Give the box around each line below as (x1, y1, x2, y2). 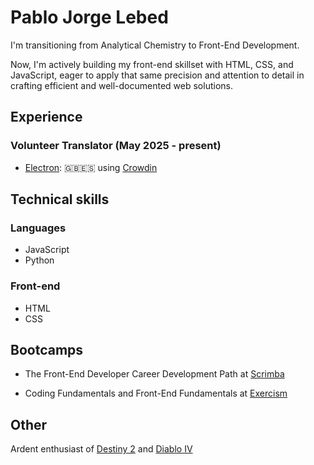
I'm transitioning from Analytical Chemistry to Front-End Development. (10, 39, 300, 51)
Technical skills (10, 191, 110, 208)
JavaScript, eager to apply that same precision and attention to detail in (10, 69, 305, 81)
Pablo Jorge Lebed (10, 6, 169, 29)
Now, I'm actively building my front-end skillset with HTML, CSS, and (10, 58, 294, 70)
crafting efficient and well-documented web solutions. (10, 79, 233, 91)
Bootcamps (10, 342, 84, 358)
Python (24, 254, 55, 266)
